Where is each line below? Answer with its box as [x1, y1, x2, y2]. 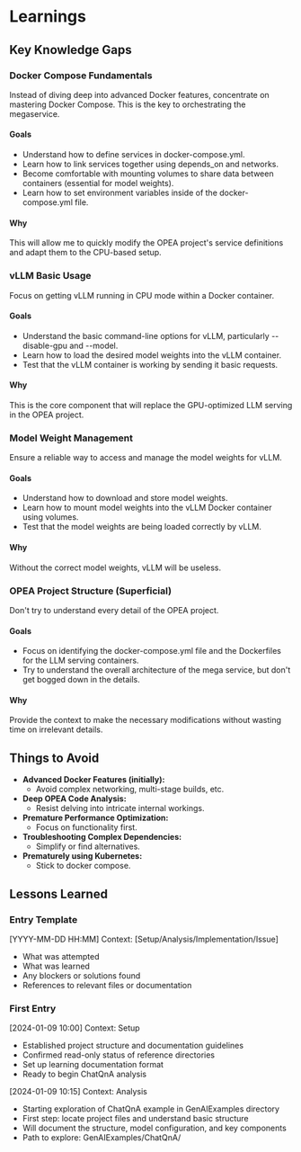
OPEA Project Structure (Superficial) [9, 585, 173, 597]
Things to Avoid [9, 750, 100, 765]
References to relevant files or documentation [22, 979, 192, 990]
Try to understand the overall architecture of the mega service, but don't [22, 665, 291, 675]
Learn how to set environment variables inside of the [22, 187, 218, 199]
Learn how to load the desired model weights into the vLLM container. [22, 349, 281, 361]
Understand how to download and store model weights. [22, 493, 228, 504]
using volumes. [22, 512, 79, 522]
